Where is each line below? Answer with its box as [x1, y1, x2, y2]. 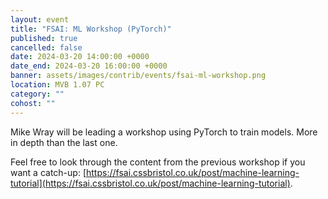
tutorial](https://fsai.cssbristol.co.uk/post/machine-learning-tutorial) [10, 177, 291, 189]
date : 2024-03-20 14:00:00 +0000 [10, 52, 150, 62]
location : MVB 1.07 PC [10, 80, 105, 90]
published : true [10, 33, 78, 43]
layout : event [10, 14, 70, 25]
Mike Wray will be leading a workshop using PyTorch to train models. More [10, 126, 318, 138]
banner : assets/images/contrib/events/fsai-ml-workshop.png [10, 71, 267, 81]
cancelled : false [10, 42, 83, 53]
